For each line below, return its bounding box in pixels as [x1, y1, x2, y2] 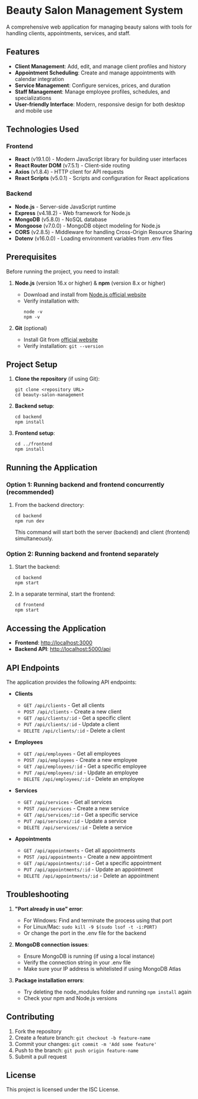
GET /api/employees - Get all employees [23, 750, 121, 757]
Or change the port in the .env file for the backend [23, 929, 146, 936]
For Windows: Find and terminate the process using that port [23, 917, 173, 924]
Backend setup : [14, 403, 55, 410]
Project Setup [6, 359, 58, 369]
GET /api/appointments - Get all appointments [23, 846, 136, 854]
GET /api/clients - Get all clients [23, 701, 105, 709]
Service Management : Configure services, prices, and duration [14, 82, 171, 89]
